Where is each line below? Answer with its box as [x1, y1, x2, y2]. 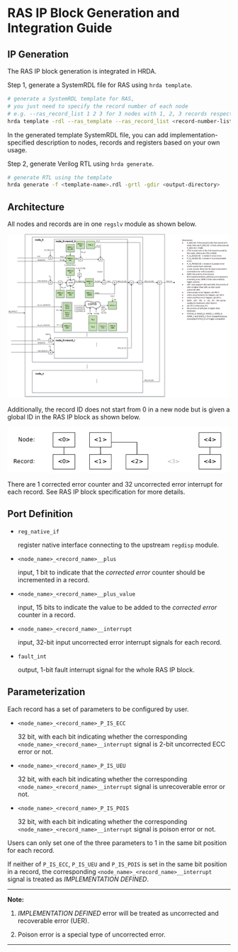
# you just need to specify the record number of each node [7, 103, 189, 110]
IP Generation [7, 48, 69, 60]
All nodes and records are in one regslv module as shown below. [7, 220, 197, 228]
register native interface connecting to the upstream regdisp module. [17, 540, 220, 549]
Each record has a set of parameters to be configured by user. [7, 705, 189, 713]
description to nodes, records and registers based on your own [35, 138, 220, 147]
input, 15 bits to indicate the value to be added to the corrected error [17, 603, 217, 611]
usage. [7, 145, 28, 154]
